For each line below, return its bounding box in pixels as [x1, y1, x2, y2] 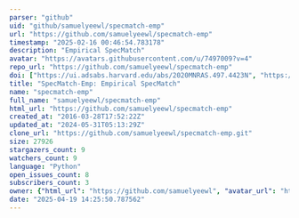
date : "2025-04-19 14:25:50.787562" [9, 195, 145, 205]
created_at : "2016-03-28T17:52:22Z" [9, 112, 145, 121]
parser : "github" [9, 12, 74, 22]
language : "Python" [9, 162, 82, 171]
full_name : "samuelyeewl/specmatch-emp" [9, 95, 162, 105]
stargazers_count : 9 [9, 145, 86, 154]
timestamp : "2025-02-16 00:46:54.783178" [9, 37, 166, 47]
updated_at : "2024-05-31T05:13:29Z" [9, 121, 145, 130]
